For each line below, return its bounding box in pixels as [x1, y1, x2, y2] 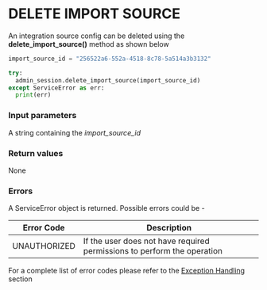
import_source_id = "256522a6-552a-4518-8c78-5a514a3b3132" [8, 55, 212, 63]
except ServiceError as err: [8, 84, 105, 92]
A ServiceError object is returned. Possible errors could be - [8, 204, 205, 213]
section [8, 274, 33, 284]
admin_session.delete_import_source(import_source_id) [15, 76, 201, 84]
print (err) [15, 91, 52, 99]
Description [146, 223, 192, 234]
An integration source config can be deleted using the [8, 31, 185, 40]
